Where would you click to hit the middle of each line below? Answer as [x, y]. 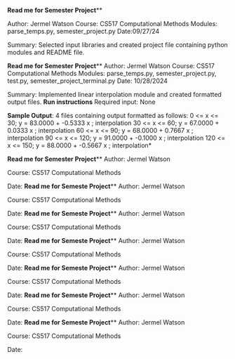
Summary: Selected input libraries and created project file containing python [117, 45]
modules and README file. [46, 52]
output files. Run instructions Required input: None [81, 102]
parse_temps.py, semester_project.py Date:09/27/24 [83, 31]
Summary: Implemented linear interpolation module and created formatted [115, 94]
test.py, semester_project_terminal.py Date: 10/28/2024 [88, 81]
